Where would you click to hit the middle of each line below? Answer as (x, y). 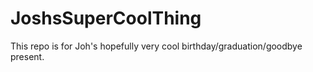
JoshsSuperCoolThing (106, 18)
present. (27, 56)
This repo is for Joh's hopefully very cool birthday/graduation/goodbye (156, 46)
